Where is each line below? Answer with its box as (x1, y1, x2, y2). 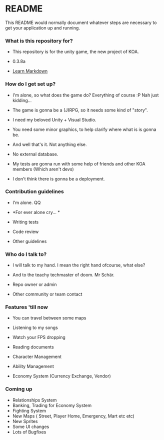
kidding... (12, 97, 32, 103)
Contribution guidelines (5, 188, 64, 195)
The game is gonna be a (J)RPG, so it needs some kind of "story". (12, 107, 148, 113)
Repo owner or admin (12, 281, 57, 287)
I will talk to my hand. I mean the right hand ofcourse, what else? (12, 262, 145, 268)
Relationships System (12, 397, 57, 403)
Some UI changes (12, 423, 49, 429)
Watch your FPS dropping (12, 334, 66, 340)
